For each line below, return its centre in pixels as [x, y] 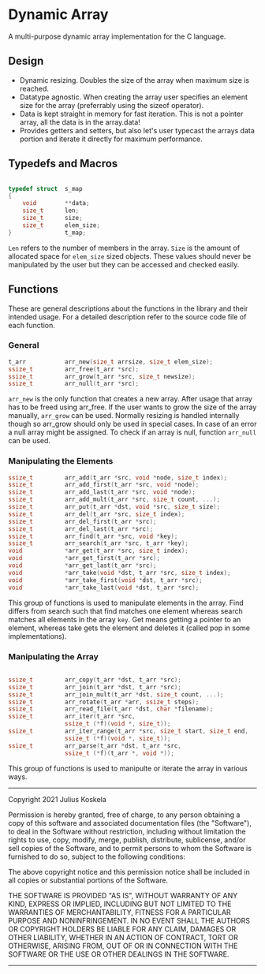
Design [26, 61]
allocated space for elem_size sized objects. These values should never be [130, 256]
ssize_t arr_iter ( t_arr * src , [72, 717]
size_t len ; [51, 211]
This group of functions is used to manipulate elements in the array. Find [126, 603]
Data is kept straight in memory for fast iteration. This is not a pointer [131, 114]
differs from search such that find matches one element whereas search [125, 611]
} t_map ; [47, 233]
